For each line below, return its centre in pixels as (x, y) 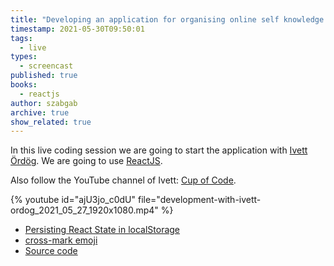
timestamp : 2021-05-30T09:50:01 (77, 29)
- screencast (46, 66)
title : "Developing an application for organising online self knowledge (167, 19)
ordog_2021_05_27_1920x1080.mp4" (84, 210)
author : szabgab (44, 103)
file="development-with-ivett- (199, 200)
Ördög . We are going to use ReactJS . (86, 161)
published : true (44, 76)
